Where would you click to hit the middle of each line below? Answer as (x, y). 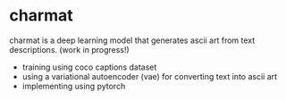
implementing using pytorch (74, 86)
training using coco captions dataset (89, 67)
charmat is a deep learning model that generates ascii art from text (132, 40)
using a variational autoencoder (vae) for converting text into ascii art (150, 76)
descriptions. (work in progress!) (69, 49)
